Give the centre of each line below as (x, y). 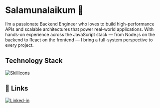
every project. (19, 45)
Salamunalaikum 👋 (44, 10)
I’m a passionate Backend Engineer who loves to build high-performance (80, 24)
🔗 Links (17, 88)
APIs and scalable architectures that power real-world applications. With (79, 29)
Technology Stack (34, 61)
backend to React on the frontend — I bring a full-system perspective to (79, 40)
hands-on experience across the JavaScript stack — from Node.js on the (80, 34)
